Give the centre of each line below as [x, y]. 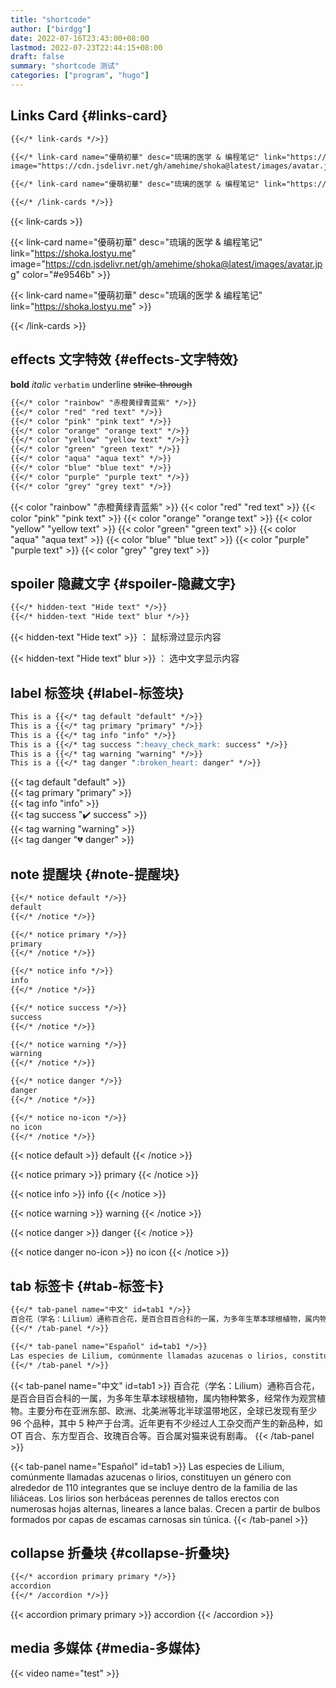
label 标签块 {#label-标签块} [97, 692]
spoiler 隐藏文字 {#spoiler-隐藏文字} [123, 584]
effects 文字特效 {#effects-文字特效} [125, 359]
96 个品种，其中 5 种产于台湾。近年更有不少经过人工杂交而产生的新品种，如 [166, 1423]
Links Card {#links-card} [89, 116]
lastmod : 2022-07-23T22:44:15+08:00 [86, 47]
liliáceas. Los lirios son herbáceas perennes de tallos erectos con [145, 1498]
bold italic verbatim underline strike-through [101, 384]
